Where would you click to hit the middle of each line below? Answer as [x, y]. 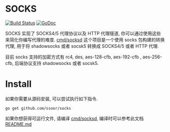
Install [18, 84]
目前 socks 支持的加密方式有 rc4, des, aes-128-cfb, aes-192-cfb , [73, 57]
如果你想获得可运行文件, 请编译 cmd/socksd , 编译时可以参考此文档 [75, 118]
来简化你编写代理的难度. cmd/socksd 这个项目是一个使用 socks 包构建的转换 [85, 40]
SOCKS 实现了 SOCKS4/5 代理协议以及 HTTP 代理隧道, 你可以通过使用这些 [83, 33]
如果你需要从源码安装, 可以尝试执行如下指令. [52, 98]
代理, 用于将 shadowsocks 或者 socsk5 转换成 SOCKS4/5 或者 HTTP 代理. [82, 46]
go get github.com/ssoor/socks [38, 108]
